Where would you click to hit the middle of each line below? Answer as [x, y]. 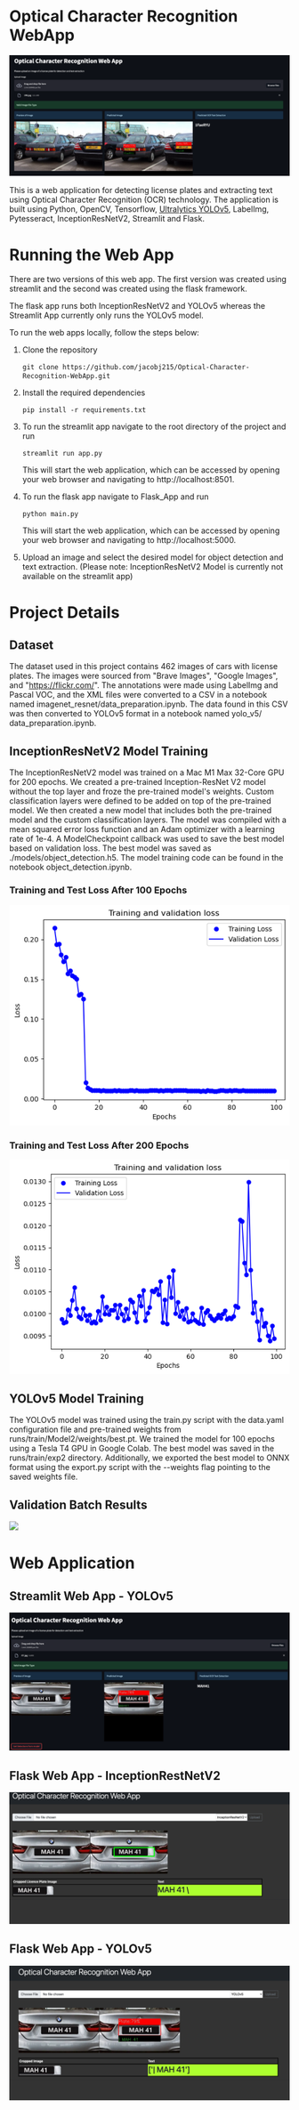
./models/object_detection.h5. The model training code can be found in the [146, 858]
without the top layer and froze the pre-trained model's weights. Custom [141, 792]
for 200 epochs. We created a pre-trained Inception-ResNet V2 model [138, 782]
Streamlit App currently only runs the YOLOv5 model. [107, 315]
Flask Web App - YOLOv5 [81, 1949]
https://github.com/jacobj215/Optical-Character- [156, 368]
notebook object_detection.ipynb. [71, 867]
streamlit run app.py [62, 454]
